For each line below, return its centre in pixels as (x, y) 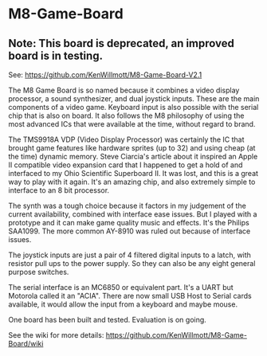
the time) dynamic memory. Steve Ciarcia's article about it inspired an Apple (133, 156)
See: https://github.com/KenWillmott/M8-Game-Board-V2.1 (105, 75)
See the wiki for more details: (56, 335)
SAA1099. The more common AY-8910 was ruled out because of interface (130, 231)
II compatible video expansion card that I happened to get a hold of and (126, 165)
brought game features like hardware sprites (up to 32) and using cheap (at (132, 148)
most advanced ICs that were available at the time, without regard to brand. (132, 124)
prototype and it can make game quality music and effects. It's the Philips (129, 223)
